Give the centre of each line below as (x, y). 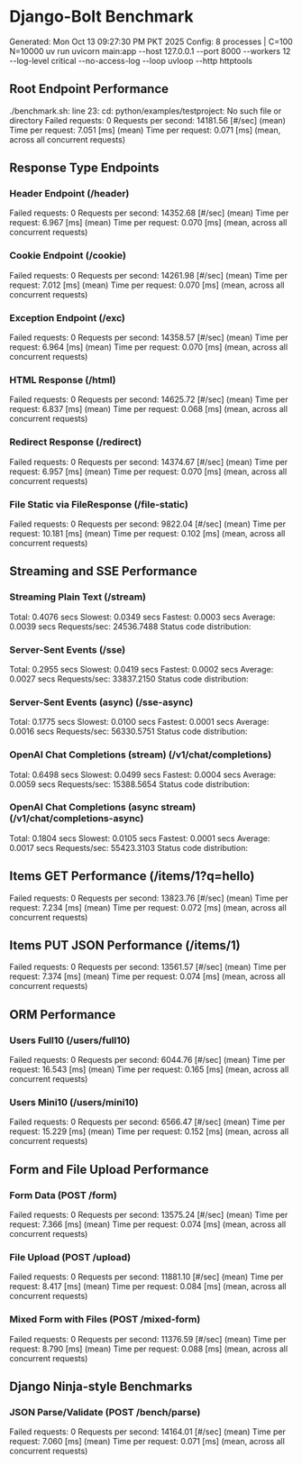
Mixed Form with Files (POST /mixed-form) (105, 1320)
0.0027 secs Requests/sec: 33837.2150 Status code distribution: (129, 679)
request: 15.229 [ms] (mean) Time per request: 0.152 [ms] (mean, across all (149, 1131)
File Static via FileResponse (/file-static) (99, 504)
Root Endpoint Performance (89, 89)
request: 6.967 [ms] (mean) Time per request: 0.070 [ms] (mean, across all (148, 223)
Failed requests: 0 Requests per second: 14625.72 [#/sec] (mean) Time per (149, 399)
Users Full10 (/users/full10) (70, 1040)
